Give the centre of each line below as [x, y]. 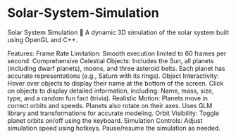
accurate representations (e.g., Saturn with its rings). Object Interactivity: [113, 76]
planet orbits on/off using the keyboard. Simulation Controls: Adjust [105, 120]
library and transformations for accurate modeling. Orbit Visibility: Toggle [113, 113]
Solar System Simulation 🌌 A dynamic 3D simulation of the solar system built [118, 32]
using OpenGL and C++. [43, 39]
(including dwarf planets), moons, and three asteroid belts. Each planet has [116, 68]
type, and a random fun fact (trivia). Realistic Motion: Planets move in [107, 98]
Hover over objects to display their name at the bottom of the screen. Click [116, 83]
